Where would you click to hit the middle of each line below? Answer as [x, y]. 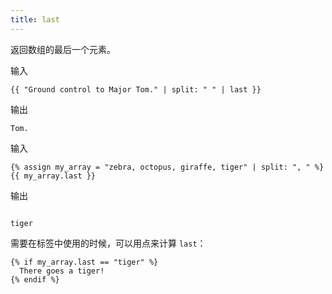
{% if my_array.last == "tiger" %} [84, 262]
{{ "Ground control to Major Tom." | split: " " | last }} [136, 89]
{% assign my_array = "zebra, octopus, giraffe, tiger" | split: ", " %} [167, 167]
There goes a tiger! [62, 271]
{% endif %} [35, 279]
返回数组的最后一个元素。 [63, 49]
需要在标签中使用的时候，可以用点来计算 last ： [108, 243]
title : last [35, 19]
